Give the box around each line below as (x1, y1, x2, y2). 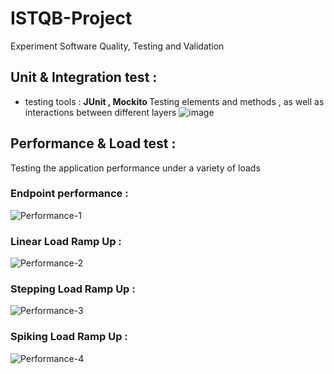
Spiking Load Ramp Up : (10, 330, 128, 344)
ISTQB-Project (10, 7, 133, 30)
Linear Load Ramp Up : (10, 234, 122, 248)
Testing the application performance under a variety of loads (10, 162, 261, 174)
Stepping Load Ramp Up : (10, 282, 136, 296)
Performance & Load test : (10, 135, 177, 152)
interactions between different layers (24, 106, 177, 118)
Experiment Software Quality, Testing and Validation (10, 40, 225, 52)
